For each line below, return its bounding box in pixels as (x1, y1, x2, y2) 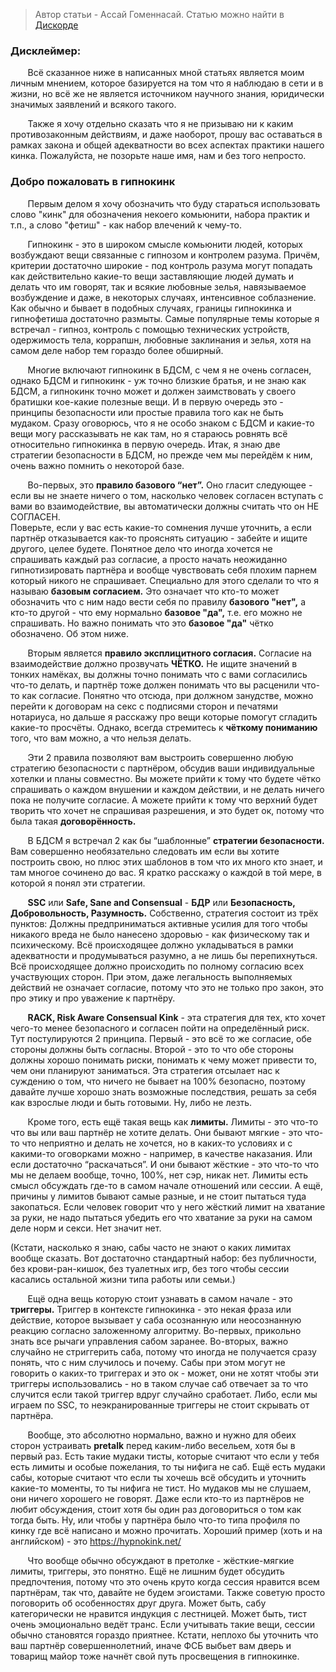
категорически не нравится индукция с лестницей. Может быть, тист (10, 1607, 308, 1619)
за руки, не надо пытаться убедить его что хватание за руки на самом (10, 1211, 313, 1223)
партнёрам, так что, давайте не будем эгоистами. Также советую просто (10, 1586, 326, 1598)
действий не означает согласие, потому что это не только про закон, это (10, 981, 324, 993)
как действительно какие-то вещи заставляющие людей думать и (10, 270, 295, 282)
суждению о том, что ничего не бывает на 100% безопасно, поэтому (10, 1075, 306, 1087)
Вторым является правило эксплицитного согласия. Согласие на (27, 647, 312, 659)
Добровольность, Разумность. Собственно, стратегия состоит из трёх (10, 907, 319, 919)
